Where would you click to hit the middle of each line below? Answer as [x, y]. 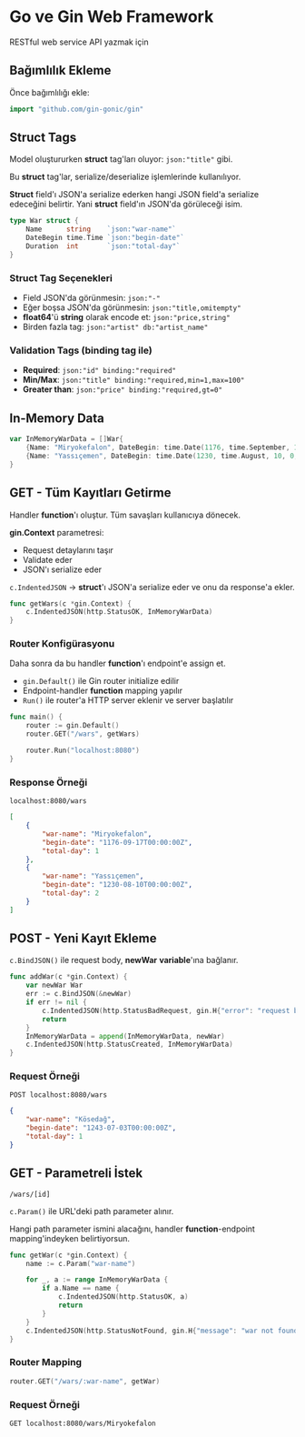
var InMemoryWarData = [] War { [67, 439]
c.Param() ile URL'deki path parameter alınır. [92, 1211]
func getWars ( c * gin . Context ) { [70, 603]
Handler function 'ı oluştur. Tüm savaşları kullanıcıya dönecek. [125, 515]
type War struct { [44, 221]
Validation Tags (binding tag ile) [81, 350]
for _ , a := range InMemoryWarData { [97, 1280]
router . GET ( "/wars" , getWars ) [83, 734]
